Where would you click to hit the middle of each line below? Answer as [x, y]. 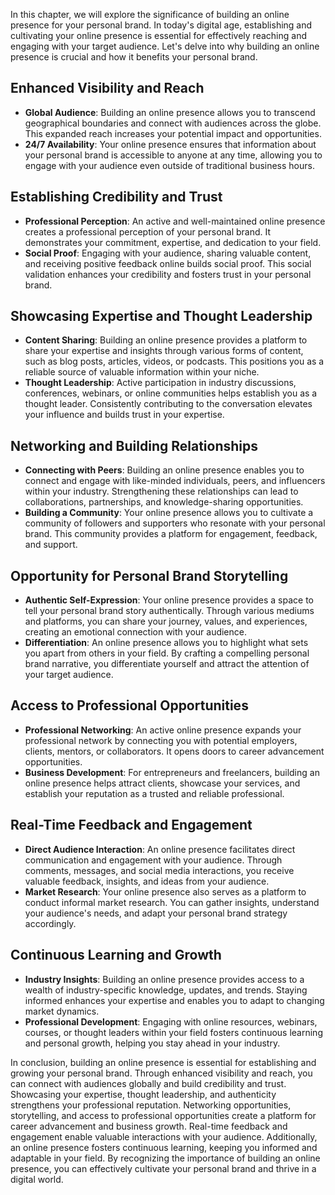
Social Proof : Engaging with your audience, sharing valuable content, [168, 253]
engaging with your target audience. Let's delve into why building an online [165, 46]
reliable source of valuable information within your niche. [142, 372]
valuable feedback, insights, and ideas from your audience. [147, 881]
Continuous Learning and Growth [116, 955]
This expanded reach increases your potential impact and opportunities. [173, 133]
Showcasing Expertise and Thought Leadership [161, 316]
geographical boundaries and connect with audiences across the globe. [173, 123]
